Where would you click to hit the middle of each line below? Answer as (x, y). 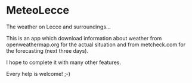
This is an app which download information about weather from (84, 38)
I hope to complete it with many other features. (64, 62)
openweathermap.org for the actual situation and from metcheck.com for (96, 44)
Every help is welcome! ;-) (38, 74)
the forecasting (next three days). (47, 50)
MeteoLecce (38, 10)
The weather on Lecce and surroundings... (58, 27)
